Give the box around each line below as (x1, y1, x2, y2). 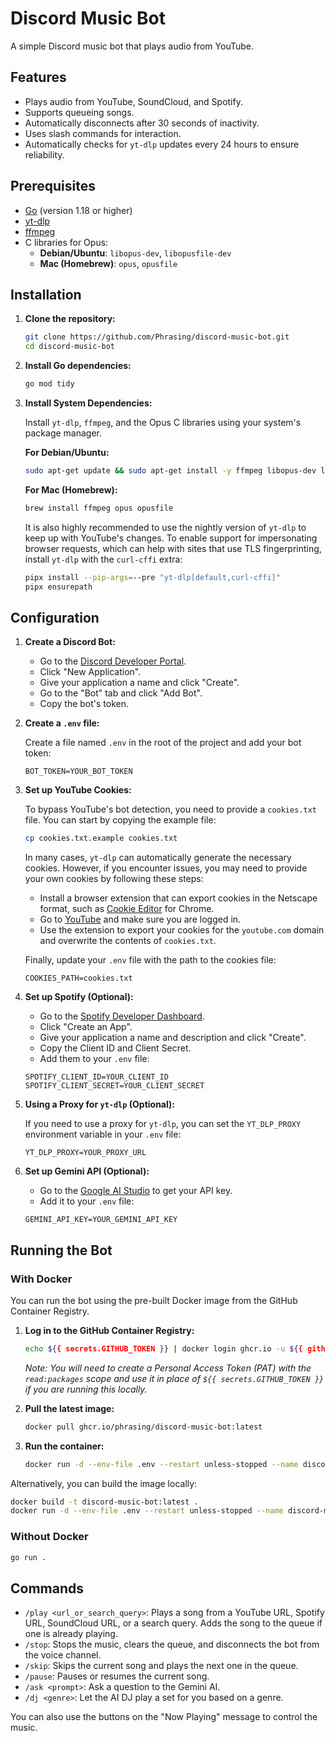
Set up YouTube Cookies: (24, 784, 132, 796)
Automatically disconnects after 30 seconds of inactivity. (24, 117, 260, 129)
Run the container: (24, 1440, 105, 1452)
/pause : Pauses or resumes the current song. (24, 1670, 210, 1682)
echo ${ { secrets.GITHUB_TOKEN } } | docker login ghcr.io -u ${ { (24, 1343, 303, 1354)
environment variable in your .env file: (24, 1128, 182, 1141)
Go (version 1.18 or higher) (24, 204, 133, 216)
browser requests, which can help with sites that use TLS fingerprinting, (24, 542, 322, 554)
